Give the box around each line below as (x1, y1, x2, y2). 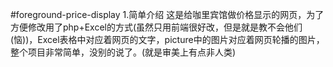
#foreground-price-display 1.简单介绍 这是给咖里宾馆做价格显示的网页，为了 (10, 9, 325, 20)
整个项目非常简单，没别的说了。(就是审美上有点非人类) (10, 46, 237, 58)
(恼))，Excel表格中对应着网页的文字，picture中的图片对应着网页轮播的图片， (10, 34, 325, 45)
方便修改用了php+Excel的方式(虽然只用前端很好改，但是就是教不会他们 (10, 21, 303, 33)
